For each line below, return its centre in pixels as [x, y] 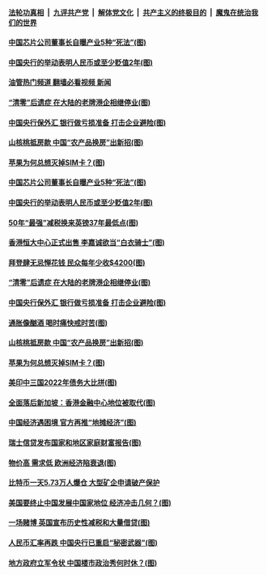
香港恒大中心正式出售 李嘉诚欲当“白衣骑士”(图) [87, 243]
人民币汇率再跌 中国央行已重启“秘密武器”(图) [83, 543]
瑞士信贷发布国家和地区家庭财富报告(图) [75, 443]
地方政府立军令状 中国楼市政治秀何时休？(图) [83, 563]
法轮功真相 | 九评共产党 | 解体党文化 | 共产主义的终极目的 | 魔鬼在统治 [130, 12]
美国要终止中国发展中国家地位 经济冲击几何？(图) [90, 502]
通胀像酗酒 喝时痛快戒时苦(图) [58, 323]
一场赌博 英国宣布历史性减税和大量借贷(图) [79, 522]
